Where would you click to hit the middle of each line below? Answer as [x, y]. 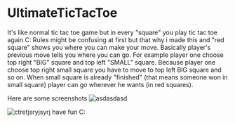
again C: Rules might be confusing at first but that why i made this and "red [116, 39]
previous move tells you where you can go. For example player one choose [116, 55]
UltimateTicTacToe [62, 13]
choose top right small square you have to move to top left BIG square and [115, 70]
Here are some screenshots [47, 98]
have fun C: [69, 112]
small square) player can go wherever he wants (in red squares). [100, 84]
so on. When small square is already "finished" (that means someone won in [117, 77]
